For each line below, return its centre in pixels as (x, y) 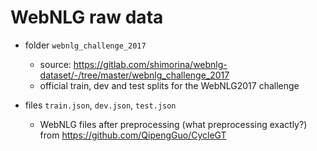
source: (55, 64)
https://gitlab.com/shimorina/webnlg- (150, 64)
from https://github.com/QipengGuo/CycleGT (133, 135)
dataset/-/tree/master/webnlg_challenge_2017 (134, 75)
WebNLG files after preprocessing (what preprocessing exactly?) (173, 124)
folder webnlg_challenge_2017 (85, 45)
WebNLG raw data (87, 17)
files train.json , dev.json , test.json (100, 105)
